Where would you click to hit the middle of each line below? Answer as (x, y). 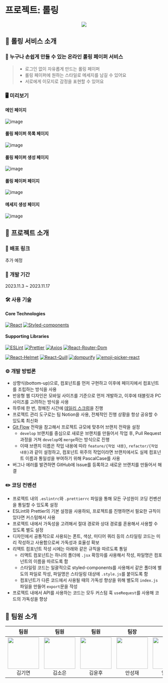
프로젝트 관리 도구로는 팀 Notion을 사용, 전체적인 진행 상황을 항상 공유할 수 (85, 414)
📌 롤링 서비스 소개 (31, 41)
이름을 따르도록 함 (51, 561)
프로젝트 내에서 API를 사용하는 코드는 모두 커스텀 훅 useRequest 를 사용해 (83, 593)
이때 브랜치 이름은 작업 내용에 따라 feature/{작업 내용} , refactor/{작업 (89, 446)
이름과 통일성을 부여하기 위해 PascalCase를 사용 (73, 459)
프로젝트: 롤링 (32, 10)
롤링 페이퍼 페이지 (22, 181)
